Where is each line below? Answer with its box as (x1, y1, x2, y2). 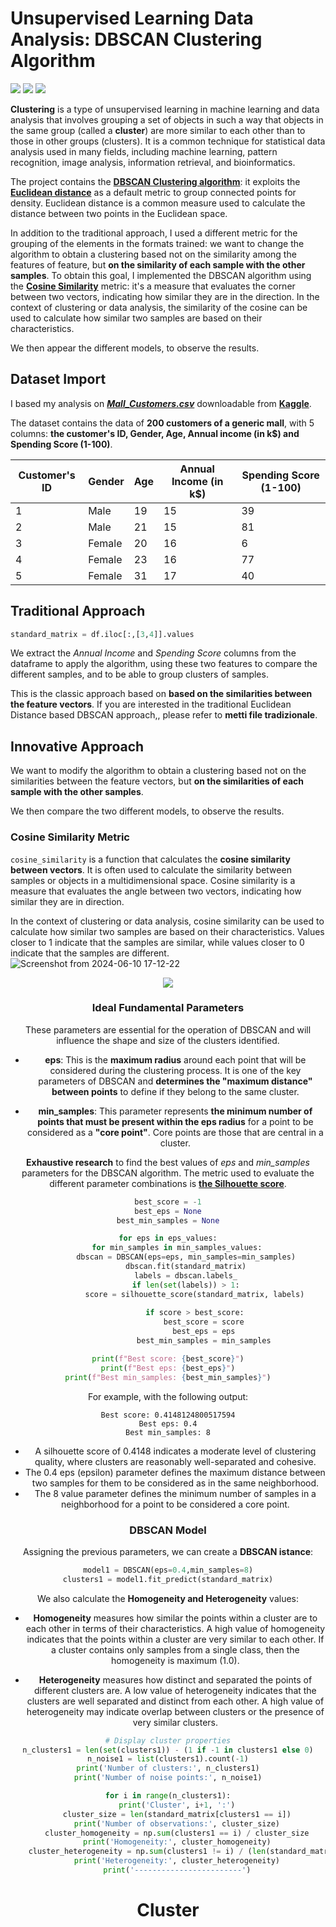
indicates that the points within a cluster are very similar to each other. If (26, 1633, 325, 1645)
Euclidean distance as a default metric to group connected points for (10, 186, 297, 198)
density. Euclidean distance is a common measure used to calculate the (10, 197, 306, 209)
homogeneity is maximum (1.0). (111, 1654, 240, 1666)
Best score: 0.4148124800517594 (100, 1410, 236, 1420)
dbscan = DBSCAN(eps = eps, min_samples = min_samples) (76, 1252, 297, 1262)
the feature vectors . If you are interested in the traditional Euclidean (10, 698, 292, 711)
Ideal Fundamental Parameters (91, 1001, 245, 1015)
